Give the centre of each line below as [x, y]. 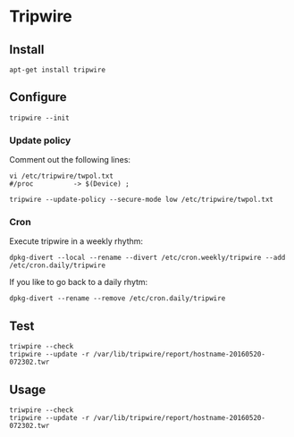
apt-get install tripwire [57, 70]
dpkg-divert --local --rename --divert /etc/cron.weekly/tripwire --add [147, 258]
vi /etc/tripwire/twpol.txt [62, 176]
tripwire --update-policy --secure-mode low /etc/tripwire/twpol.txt [142, 200]
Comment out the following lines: [70, 160]
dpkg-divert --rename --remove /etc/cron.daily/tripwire [118, 298]
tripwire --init [39, 118]
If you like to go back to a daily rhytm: [79, 282]
